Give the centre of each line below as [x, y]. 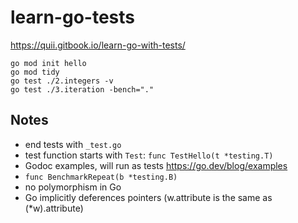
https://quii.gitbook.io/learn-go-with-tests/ [98, 45]
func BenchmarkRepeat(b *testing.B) [101, 177]
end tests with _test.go [73, 144]
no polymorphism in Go [73, 187]
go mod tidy [35, 72]
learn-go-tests [72, 17]
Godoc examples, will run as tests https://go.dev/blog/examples [156, 165]
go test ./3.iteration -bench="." [82, 89]
